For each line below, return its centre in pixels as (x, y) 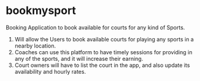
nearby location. (35, 46)
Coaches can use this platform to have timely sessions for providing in (103, 52)
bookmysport (41, 11)
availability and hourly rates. (50, 71)
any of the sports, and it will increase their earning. (79, 58)
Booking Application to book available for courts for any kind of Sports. (95, 27)
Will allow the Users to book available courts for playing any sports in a (104, 39)
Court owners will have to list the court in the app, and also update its (102, 65)
